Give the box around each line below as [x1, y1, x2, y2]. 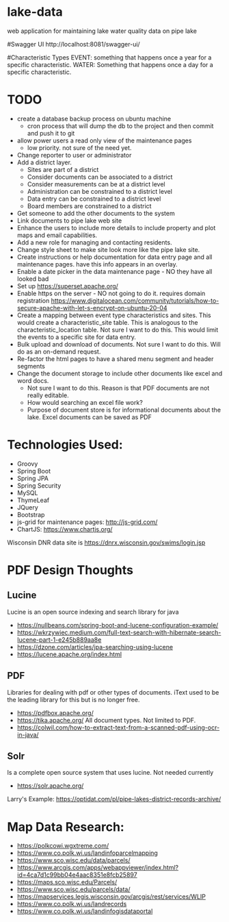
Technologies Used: [7, 437, 123, 453]
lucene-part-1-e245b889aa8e [16, 635, 102, 644]
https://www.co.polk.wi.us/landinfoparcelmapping [16, 849, 159, 857]
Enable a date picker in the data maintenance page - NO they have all [16, 267, 213, 275]
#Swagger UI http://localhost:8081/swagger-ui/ [7, 40, 140, 48]
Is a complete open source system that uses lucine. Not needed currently [7, 769, 214, 777]
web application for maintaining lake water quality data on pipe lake [7, 27, 197, 35]
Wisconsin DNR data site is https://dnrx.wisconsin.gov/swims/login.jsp [7, 538, 206, 547]
